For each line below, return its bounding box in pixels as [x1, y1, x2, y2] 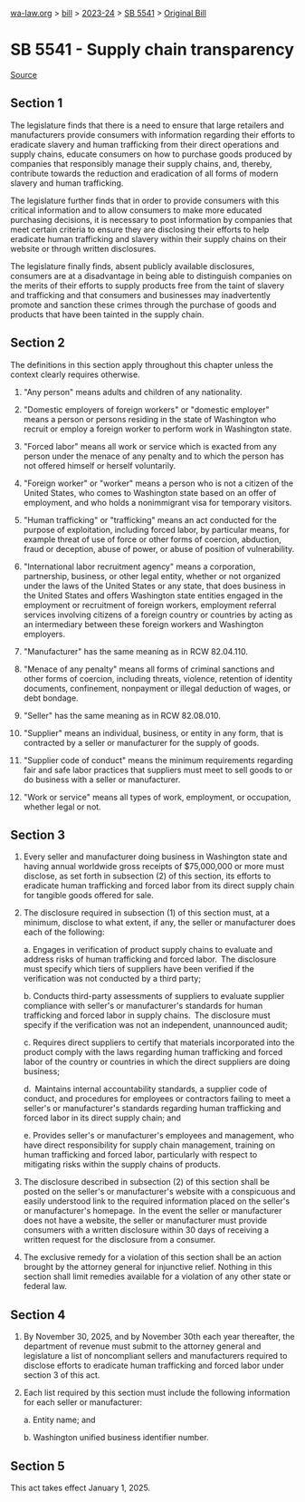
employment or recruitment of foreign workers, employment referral [23, 599, 277, 610]
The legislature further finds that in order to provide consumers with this [10, 195, 280, 206]
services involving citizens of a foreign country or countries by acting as [23, 609, 293, 620]
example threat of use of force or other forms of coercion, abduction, [23, 534, 281, 545]
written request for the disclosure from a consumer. [23, 1235, 216, 1245]
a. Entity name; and [23, 1414, 96, 1426]
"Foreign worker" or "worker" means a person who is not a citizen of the [23, 478, 294, 489]
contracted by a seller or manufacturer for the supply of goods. [23, 737, 260, 748]
